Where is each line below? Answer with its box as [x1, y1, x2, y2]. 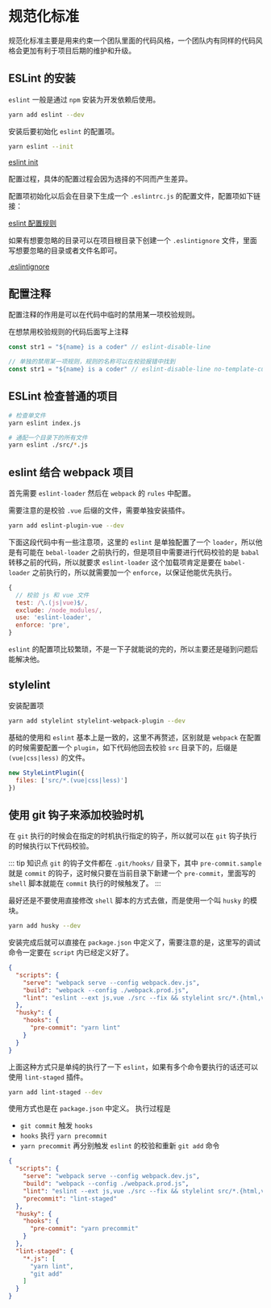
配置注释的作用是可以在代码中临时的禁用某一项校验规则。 [8, 310, 199, 320]
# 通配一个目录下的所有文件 [8, 434, 89, 442]
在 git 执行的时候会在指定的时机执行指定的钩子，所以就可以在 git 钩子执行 [8, 831, 257, 841]
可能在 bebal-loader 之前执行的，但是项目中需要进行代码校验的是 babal [22, 547, 260, 557]
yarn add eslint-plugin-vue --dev [8, 522, 125, 530]
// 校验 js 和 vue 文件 [15, 591, 90, 599]
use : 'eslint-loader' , [15, 614, 92, 622]
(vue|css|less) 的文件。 [8, 753, 90, 762]
